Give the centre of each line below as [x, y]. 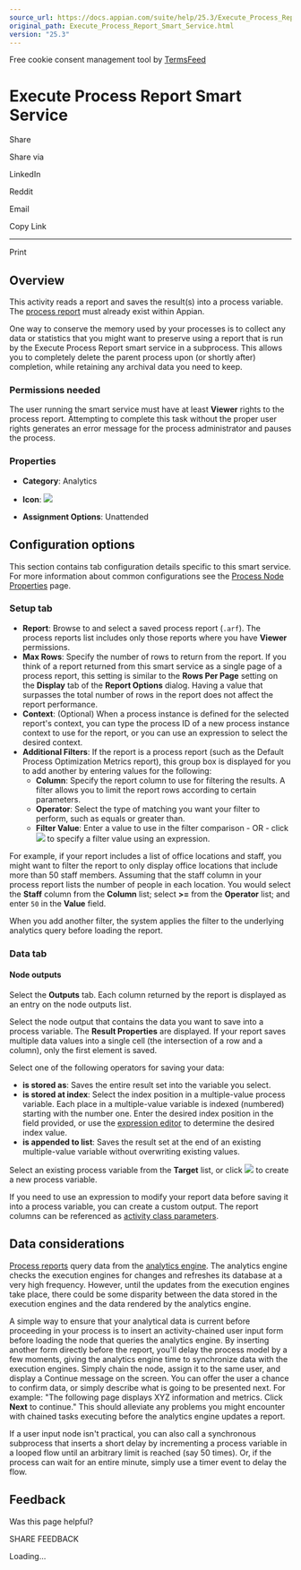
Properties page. [40, 585]
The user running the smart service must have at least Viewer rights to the [147, 409]
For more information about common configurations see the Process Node [147, 576]
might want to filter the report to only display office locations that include [144, 865]
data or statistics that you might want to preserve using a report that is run [146, 339]
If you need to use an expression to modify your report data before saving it [149, 1197]
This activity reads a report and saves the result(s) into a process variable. [146, 302]
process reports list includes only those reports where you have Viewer [155, 638]
